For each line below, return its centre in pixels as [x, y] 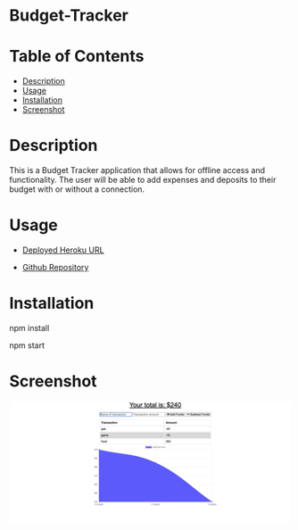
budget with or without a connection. [77, 189]
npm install [29, 327]
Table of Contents [77, 57]
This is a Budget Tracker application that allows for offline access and [137, 170]
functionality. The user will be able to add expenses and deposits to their [143, 180]
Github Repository [55, 267]
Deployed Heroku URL [63, 250]
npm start [27, 345]
